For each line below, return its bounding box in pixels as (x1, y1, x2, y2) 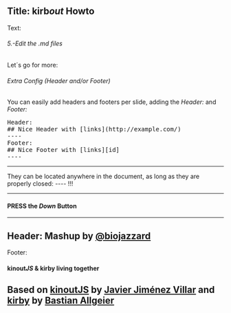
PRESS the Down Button (7, 202, 77, 210)
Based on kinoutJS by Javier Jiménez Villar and (7, 284, 215, 296)
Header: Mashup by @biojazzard (7, 230, 151, 241)
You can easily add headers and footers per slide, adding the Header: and (7, 98, 217, 106)
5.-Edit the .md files (7, 39, 63, 47)
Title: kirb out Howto (7, 6, 95, 17)
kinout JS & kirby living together (7, 264, 100, 272)
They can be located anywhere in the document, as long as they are (7, 172, 200, 181)
